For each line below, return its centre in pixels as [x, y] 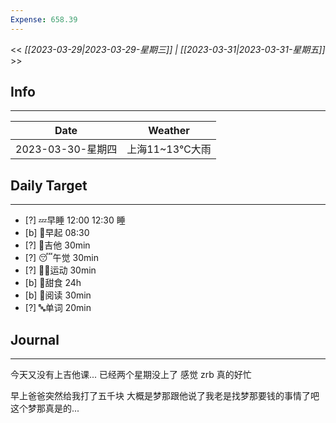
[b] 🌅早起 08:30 [57, 233]
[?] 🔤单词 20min [58, 308]
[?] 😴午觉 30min [61, 258]
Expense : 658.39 [44, 19]
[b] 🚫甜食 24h [53, 283]
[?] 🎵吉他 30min [57, 245]
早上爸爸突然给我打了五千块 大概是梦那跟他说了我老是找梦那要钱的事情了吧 [165, 396]
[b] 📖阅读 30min [58, 295]
